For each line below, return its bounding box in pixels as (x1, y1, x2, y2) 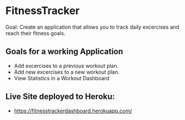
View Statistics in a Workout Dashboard (13, 74, 109, 81)
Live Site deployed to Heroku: (5, 92, 115, 102)
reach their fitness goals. (5, 29, 66, 36)
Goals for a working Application (5, 47, 124, 57)
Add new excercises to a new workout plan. (13, 68, 119, 76)
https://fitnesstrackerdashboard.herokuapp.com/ (13, 107, 132, 114)
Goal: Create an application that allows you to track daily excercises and (5, 23, 180, 30)
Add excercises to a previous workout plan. (13, 62, 119, 69)
